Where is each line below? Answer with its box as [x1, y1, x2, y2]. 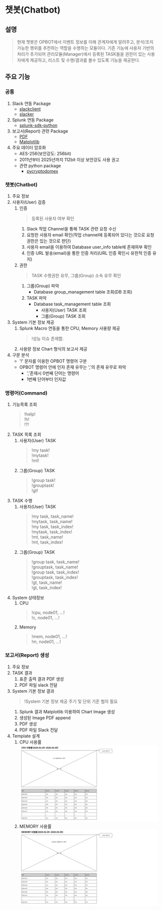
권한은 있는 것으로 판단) [26, 238, 71, 244]
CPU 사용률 [19, 739, 42, 745]
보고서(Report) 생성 [5, 652, 49, 659]
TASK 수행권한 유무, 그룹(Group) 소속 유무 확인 [31, 272, 121, 278]
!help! [24, 411, 36, 417]
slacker [19, 111, 34, 117]
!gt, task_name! [31, 579, 62, 585]
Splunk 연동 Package [12, 117, 54, 123]
